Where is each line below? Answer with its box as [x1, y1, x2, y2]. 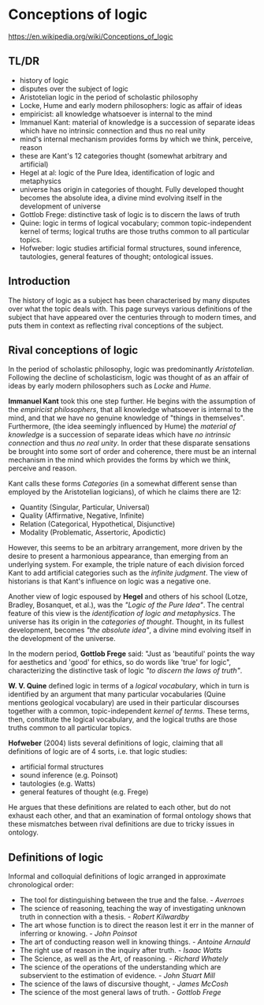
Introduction [8, 275, 71, 288]
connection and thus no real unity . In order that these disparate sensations [8, 438, 251, 448]
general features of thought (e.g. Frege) [19, 787, 149, 797]
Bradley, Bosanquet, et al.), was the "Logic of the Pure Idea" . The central [8, 600, 244, 609]
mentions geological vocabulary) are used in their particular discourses [8, 698, 240, 707]
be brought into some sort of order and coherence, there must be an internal [8, 447, 257, 456]
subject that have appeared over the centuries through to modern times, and [8, 312, 257, 321]
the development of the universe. [8, 634, 116, 643]
